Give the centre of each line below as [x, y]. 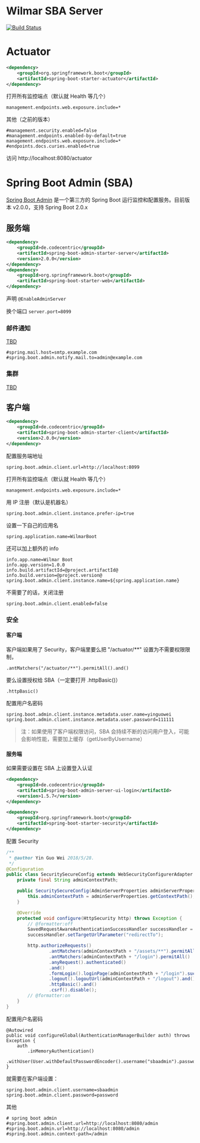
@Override [29, 913]
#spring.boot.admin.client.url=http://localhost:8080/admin [82, 1123]
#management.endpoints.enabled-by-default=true [66, 136]
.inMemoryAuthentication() [61, 1051]
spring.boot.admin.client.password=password [62, 1095]
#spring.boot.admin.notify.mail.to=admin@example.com [74, 358]
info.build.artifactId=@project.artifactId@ [62, 570]
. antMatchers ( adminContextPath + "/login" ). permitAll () [119, 957]
